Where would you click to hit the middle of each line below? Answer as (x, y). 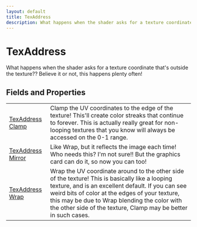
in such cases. (70, 215)
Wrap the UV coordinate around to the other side (117, 171)
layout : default (26, 11)
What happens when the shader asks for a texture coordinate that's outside (97, 67)
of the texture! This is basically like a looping (111, 178)
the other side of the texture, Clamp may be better (119, 208)
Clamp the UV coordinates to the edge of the (112, 108)
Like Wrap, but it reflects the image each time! (113, 147)
